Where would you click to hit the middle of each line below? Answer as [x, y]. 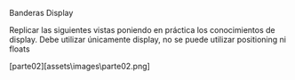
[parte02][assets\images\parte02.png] [80, 66]
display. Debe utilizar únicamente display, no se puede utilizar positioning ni [148, 40]
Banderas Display [41, 13]
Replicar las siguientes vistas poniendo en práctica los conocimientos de [142, 30]
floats [20, 49]
